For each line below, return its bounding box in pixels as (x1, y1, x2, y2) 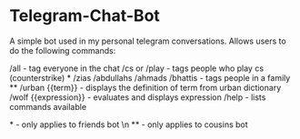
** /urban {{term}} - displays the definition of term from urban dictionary (9, 82, 282, 93)
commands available (9, 101, 87, 112)
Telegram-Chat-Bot (9, 5, 161, 26)
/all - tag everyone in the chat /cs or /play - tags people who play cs (9, 63, 265, 74)
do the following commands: (9, 45, 116, 55)
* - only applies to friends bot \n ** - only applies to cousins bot (9, 119, 248, 130)
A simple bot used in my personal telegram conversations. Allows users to (9, 35, 286, 46)
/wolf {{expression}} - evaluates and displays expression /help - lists (9, 92, 266, 103)
